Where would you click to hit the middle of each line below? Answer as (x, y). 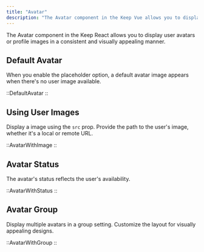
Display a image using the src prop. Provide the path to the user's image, (98, 127)
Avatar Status (33, 164)
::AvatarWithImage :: (32, 145)
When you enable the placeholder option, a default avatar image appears (98, 75)
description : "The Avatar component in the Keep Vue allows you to (93, 18)
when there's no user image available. (54, 81)
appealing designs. (30, 231)
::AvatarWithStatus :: (32, 190)
